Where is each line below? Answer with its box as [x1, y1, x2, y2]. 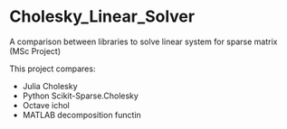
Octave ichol [22, 99, 70, 110]
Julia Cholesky [22, 80, 79, 91]
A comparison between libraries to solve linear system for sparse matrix [9, 36, 278, 47]
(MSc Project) [9, 45, 62, 56]
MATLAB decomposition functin [22, 109, 142, 120]
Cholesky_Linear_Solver [9, 6, 196, 27]
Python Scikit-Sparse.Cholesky [22, 90, 139, 101]
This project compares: [9, 63, 96, 74]
